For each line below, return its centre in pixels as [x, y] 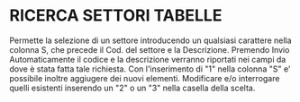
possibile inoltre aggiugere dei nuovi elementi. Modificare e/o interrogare [145, 78]
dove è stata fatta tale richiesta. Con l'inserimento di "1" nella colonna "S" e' [150, 69]
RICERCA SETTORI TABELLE [116, 16]
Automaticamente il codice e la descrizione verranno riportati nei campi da [148, 59]
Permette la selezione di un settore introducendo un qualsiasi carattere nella [150, 40]
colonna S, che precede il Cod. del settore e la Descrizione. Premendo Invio [150, 49]
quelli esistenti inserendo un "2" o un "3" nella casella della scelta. [132, 88]
